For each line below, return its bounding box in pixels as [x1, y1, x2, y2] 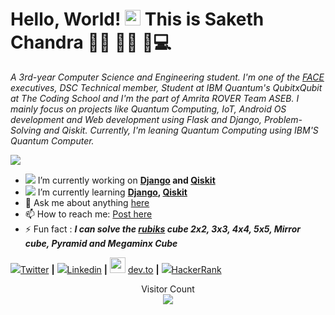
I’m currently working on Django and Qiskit [37, 174, 216, 186]
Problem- [263, 113, 303, 125]
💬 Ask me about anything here [24, 196, 150, 208]
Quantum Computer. [10, 134, 95, 147]
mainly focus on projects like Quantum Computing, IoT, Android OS [10, 103, 287, 115]
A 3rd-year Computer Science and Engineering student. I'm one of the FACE [10, 71, 325, 83]
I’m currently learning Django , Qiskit [37, 186, 188, 198]
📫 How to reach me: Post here [24, 208, 153, 220]
